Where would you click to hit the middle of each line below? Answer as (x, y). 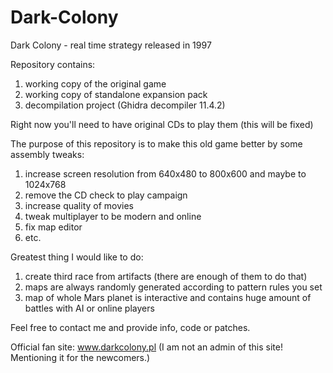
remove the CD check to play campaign (106, 195)
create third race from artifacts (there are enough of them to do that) (166, 276)
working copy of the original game (95, 83)
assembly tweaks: (47, 154)
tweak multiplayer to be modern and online (113, 216)
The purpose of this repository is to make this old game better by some (156, 143)
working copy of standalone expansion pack (116, 94)
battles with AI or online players (89, 308)
